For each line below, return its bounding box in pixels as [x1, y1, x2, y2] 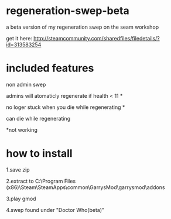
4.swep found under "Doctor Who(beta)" [6, 206, 105, 213]
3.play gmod [6, 195, 36, 202]
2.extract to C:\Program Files [6, 177, 76, 184]
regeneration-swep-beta [6, 4, 130, 18]
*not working [6, 126, 38, 133]
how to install [6, 147, 73, 160]
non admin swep [6, 81, 46, 88]
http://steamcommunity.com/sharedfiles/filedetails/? [33, 35, 160, 42]
